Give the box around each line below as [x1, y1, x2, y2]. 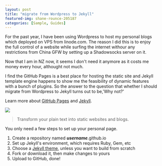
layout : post [5, 7, 31, 12]
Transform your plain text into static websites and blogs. [16, 117, 129, 122]
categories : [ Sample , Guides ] [5, 20, 66, 26]
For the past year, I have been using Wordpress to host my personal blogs [5, 34, 152, 40]
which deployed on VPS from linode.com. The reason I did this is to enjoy [5, 39, 151, 45]
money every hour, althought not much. [5, 64, 84, 70]
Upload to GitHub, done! [12, 156, 60, 162]
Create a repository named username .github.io [12, 135, 106, 141]
